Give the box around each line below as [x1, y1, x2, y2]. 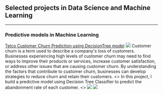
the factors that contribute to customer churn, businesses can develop [5, 68, 147, 74]
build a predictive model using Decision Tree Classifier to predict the [5, 79, 142, 85]
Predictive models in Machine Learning [5, 31, 99, 38]
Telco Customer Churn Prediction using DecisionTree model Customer [5, 43, 151, 49]
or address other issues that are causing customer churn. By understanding [5, 64, 157, 69]
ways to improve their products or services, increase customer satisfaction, [5, 58, 156, 64]
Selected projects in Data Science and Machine [5, 4, 151, 12]
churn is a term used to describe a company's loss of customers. [5, 48, 135, 54]
